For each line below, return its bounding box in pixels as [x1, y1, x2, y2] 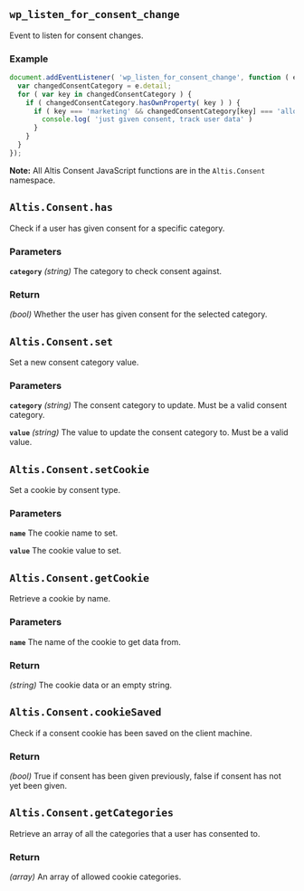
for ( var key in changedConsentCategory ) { [17, 90, 193, 99]
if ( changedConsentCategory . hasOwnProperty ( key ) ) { [25, 98, 242, 108]
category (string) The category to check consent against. [9, 265, 223, 276]
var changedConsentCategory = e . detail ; [17, 81, 172, 90]
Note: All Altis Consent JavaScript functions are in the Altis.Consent [9, 165, 265, 175]
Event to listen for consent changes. [9, 30, 144, 41]
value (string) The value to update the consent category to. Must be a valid [9, 427, 289, 438]
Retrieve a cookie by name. [9, 593, 111, 604]
